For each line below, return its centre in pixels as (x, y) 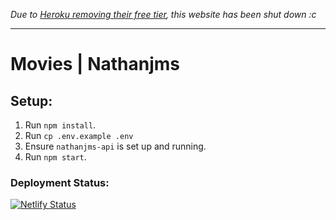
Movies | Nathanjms (95, 64)
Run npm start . (55, 157)
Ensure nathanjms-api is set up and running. (115, 146)
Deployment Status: (60, 182)
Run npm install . (60, 125)
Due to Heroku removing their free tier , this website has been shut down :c (163, 14)
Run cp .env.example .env (79, 135)
